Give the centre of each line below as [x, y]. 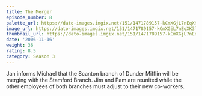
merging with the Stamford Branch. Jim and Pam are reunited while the [94, 80]
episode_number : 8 [29, 17]
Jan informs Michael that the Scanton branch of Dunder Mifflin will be [92, 73]
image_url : [20, 28]
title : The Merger [29, 12]
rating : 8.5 [21, 51]
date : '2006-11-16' [31, 40]
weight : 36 [20, 46]
